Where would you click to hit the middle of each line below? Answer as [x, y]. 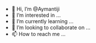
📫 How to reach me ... [38, 34]
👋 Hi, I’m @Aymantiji [35, 9]
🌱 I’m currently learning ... [42, 21]
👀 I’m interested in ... [36, 15]
